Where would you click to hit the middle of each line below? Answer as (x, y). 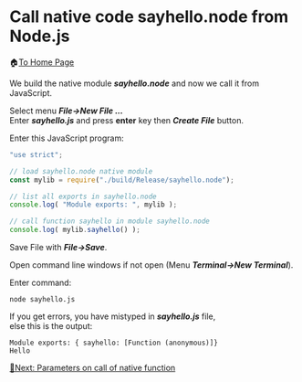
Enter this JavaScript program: (67, 138)
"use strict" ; (36, 154)
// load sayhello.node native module (81, 171)
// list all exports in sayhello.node (83, 196)
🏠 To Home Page (42, 62)
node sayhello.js (42, 300)
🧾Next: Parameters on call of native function (93, 368)
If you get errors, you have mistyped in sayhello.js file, (113, 316)
